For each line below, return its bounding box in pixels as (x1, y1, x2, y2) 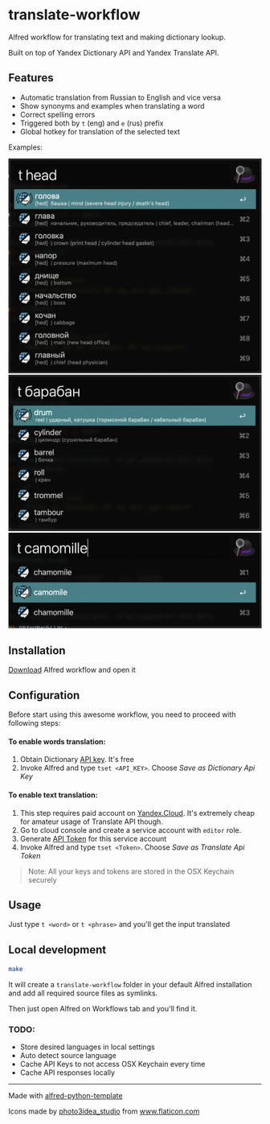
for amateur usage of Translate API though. (19, 817, 163, 826)
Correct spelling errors (19, 109, 96, 119)
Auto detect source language (19, 1051, 117, 1060)
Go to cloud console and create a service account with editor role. (19, 825, 242, 834)
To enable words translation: (8, 736, 106, 746)
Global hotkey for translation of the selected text (19, 126, 181, 136)
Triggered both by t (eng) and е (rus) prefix (19, 118, 164, 128)
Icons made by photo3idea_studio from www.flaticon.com (8, 1106, 200, 1116)
